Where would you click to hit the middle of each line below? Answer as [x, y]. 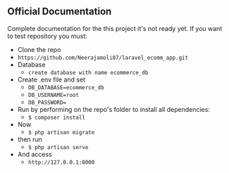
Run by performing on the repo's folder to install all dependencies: [113, 109]
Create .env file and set [51, 79]
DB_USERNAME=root [54, 95]
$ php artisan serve [58, 147]
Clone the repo [39, 49]
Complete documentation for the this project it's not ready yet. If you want [115, 28]
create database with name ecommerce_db [88, 72]
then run [30, 139]
